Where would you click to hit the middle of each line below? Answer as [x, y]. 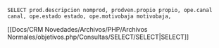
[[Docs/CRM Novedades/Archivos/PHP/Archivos [77, 29]
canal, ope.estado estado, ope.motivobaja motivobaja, [89, 16]
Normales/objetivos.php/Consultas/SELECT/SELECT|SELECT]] [98, 37]
